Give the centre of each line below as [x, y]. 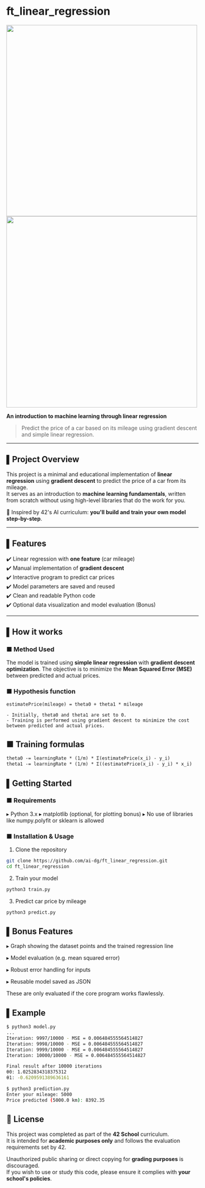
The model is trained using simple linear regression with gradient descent [101, 663]
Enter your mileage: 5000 [39, 1094]
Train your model [37, 878]
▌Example [26, 1013]
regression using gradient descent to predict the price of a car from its [96, 480]
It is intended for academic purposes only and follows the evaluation [93, 1140]
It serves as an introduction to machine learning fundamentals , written [96, 493]
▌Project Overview [43, 459]
